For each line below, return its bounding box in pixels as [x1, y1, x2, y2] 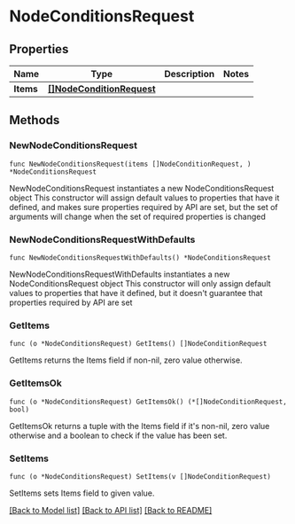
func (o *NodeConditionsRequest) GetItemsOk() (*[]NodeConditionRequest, [9, 397, 288, 406]
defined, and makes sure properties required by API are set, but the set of [9, 201, 279, 212]
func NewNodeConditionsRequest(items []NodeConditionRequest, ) [9, 160, 252, 168]
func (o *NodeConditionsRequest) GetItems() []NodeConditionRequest [9, 340, 268, 348]
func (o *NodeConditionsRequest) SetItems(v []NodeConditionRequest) [9, 472, 272, 481]
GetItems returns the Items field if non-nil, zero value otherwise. [9, 355, 243, 365]
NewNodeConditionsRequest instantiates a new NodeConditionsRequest [9, 183, 275, 193]
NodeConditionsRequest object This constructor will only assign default [9, 278, 272, 289]
